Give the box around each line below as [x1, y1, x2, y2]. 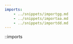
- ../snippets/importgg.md [13, 12, 69, 16]
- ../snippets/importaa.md [13, 16, 69, 21]
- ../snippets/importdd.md [13, 20, 69, 26]
